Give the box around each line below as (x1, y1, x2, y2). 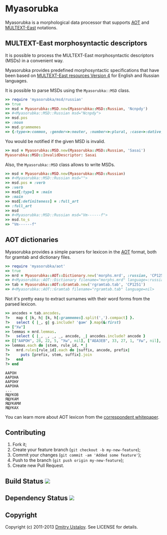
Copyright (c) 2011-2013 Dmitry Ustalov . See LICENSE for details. (5, 524, 138, 530)
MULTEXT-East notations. (5, 24, 58, 30)
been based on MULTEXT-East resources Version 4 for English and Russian (5, 73, 160, 78)
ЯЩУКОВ (5, 392, 19, 397)
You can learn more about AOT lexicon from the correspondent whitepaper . (5, 414, 160, 420)
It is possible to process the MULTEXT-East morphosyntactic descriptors (5, 52, 154, 58)
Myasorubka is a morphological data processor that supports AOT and (5, 19, 150, 25)
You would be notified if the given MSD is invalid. (5, 138, 105, 144)
